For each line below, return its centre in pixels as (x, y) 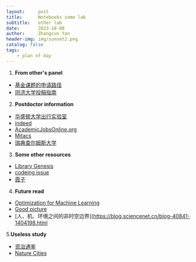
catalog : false (25, 45)
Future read (29, 191)
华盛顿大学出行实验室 (41, 116)
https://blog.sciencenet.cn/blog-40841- (142, 216)
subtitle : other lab (34, 23)
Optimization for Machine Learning (57, 203)
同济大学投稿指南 (36, 92)
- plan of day (34, 56)
